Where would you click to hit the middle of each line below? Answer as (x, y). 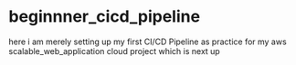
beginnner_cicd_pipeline (105, 17)
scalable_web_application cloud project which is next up (114, 51)
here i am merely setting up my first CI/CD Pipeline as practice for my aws (148, 42)
